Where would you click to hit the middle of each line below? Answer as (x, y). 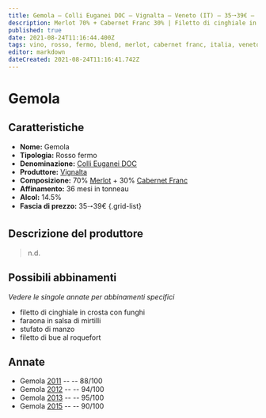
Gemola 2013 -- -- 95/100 (62, 398)
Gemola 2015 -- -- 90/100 (62, 406)
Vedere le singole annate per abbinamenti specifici (91, 296)
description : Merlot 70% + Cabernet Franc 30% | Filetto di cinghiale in (133, 23)
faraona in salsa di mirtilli (60, 320)
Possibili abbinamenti (63, 278)
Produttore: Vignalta (53, 171)
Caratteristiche (46, 128)
